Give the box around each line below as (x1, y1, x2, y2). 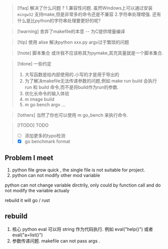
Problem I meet (5, 153, 54, 162)
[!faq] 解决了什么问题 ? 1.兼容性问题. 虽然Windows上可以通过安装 (17, 5, 153, 11)
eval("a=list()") (12, 232, 44, 238)
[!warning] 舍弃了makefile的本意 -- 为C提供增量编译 (17, 28, 125, 34)
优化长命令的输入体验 (24, 91, 69, 96)
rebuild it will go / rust (5, 197, 50, 203)
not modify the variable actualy (5, 187, 70, 193)
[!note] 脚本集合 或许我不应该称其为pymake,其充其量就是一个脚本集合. (17, 50, 164, 56)
